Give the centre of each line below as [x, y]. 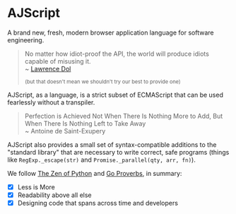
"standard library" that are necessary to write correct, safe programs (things [118, 152]
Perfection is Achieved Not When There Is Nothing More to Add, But [124, 116]
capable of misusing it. [58, 61]
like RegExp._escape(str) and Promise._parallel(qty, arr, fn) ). [101, 160]
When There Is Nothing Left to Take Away [85, 123]
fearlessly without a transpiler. [51, 102]
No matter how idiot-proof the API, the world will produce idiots [117, 54]
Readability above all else [54, 195]
